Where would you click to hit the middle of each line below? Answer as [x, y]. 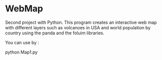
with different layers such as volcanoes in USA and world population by [78, 27]
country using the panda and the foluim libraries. [55, 33]
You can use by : [22, 42]
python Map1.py [22, 52]
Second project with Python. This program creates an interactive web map [81, 22]
